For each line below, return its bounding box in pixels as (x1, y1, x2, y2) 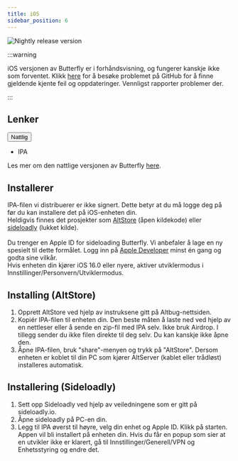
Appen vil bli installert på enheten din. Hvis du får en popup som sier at (17, 430, 226, 438)
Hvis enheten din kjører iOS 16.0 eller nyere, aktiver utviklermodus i (7, 261, 204, 270)
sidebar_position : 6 (7, 17, 69, 24)
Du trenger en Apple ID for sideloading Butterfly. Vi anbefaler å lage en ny (7, 238, 223, 247)
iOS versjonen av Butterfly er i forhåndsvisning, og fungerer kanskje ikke (7, 64, 220, 72)
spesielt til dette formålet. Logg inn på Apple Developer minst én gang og (7, 246, 222, 255)
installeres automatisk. (17, 360, 84, 369)
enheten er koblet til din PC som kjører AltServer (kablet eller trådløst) (17, 352, 222, 362)
